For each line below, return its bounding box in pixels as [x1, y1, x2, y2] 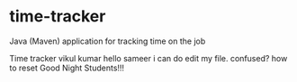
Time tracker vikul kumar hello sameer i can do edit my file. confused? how [9, 53, 288, 63]
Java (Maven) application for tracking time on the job [9, 36, 206, 46]
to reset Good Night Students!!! [9, 62, 124, 73]
